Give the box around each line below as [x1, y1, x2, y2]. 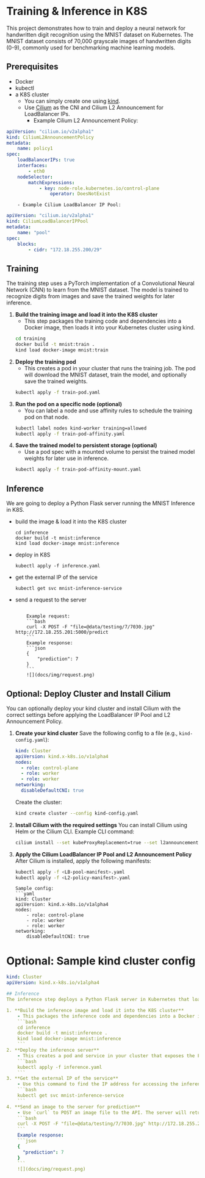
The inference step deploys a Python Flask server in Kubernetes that [6, 996, 190, 1002]
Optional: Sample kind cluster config [6, 954, 196, 968]
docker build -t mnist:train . [15, 342, 95, 348]
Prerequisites [6, 62, 59, 72]
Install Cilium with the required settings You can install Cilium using [15, 821, 188, 828]
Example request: [26, 613, 70, 620]
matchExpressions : [28, 179, 75, 185]
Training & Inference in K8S [6, 4, 148, 18]
